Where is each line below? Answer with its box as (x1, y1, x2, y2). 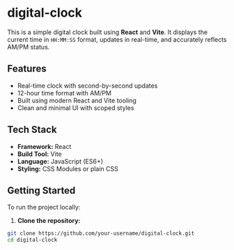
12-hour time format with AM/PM (17, 88, 111, 97)
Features (7, 63, 47, 75)
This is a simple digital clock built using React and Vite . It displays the (7, 28, 208, 36)
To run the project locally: (7, 203, 81, 212)
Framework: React (17, 142, 72, 150)
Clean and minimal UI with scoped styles (17, 103, 134, 112)
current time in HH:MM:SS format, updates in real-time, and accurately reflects (7, 35, 228, 43)
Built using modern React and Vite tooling (17, 96, 137, 104)
